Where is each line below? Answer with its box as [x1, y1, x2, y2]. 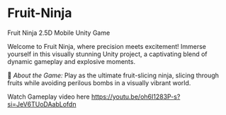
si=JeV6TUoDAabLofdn [7, 99, 77, 108]
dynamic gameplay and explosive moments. [7, 57, 136, 65]
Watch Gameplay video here [7, 92, 90, 101]
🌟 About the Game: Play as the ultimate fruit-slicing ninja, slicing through [7, 71, 220, 80]
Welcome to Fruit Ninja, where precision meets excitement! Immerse [7, 42, 207, 50]
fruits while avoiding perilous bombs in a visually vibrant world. [7, 78, 191, 87]
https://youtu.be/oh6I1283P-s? [91, 92, 181, 101]
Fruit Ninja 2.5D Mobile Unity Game [7, 28, 111, 37]
